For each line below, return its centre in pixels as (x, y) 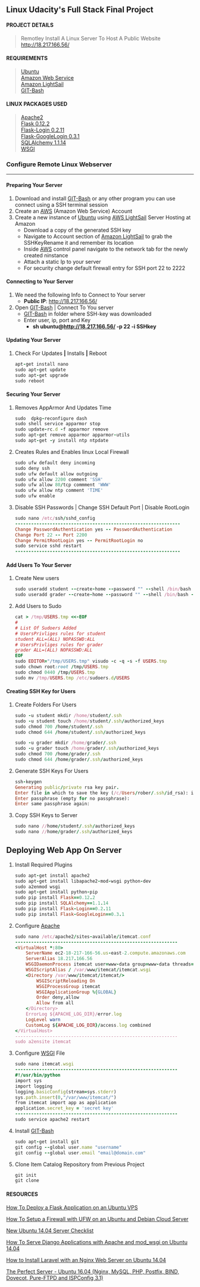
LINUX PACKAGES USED (37, 104)
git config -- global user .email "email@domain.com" (80, 1153)
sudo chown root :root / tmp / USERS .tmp (62, 667)
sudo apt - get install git (47, 1142)
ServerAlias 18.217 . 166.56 (59, 959)
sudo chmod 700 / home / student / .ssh (59, 727)
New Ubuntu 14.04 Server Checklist (50, 1230)
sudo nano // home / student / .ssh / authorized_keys (75, 826)
